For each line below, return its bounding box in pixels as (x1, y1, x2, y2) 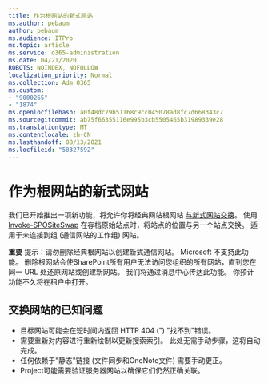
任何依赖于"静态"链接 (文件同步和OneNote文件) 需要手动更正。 (19, 356, 226, 365)
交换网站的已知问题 (8, 303, 103, 317)
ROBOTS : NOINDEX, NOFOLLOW (8, 64, 98, 72)
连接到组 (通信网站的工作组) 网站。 (29, 230, 144, 240)
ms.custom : (8, 86, 45, 94)
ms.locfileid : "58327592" (8, 146, 94, 154)
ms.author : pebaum (8, 19, 70, 27)
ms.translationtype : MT (8, 123, 88, 131)
